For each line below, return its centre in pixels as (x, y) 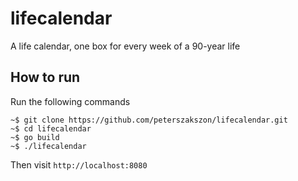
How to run (45, 77)
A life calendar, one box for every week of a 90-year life (125, 46)
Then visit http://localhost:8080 (79, 164)
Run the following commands (70, 101)
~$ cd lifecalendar (51, 128)
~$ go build (35, 137)
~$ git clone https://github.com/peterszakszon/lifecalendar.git (149, 120)
